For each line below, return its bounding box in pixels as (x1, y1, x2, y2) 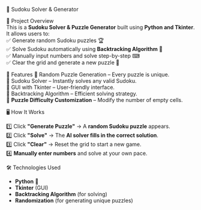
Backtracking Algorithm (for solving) (14, 191, 108, 197)
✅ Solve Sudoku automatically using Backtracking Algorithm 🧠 (6, 46, 163, 52)
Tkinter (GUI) (14, 184, 49, 191)
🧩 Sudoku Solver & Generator (6, 6, 79, 13)
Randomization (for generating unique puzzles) (14, 197, 133, 204)
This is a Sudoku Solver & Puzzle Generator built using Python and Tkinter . (6, 24, 195, 31)
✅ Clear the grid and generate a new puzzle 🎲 (6, 59, 120, 66)
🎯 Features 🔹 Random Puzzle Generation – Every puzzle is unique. (6, 71, 170, 78)
